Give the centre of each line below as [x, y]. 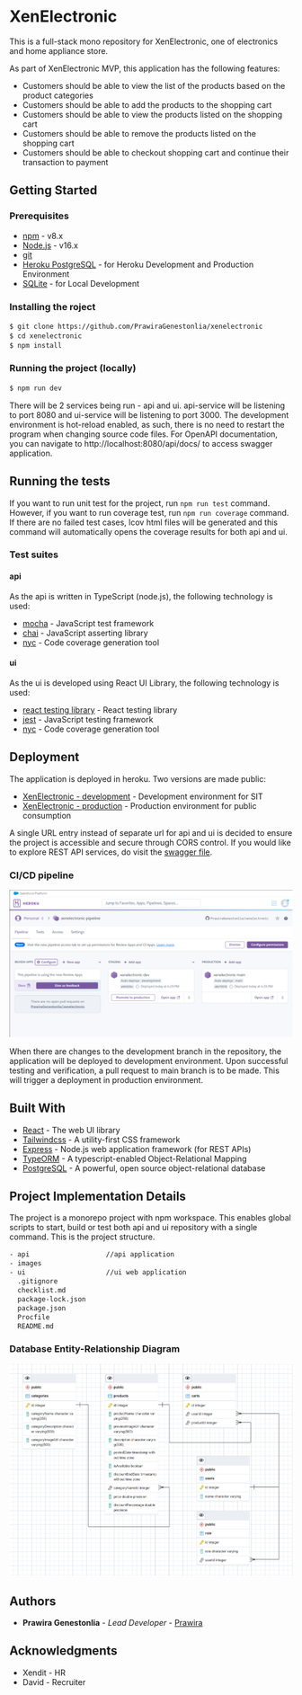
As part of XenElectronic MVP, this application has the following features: [145, 68]
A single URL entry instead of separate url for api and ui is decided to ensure [151, 832]
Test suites [34, 555]
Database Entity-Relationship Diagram [95, 1349]
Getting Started [53, 191]
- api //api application [92, 1255]
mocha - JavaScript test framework [88, 623]
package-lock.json [52, 1300]
